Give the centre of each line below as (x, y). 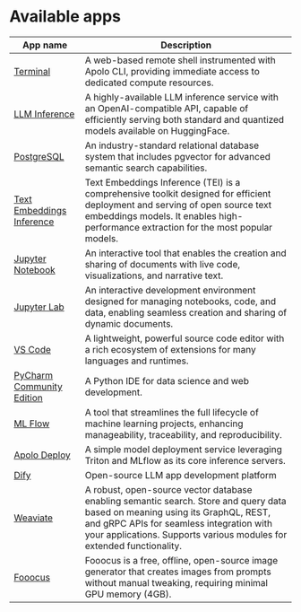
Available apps (65, 17)
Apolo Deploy (43, 455)
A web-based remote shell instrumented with (180, 60)
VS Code (33, 349)
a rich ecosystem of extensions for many (171, 349)
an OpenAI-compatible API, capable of (167, 108)
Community (38, 386)
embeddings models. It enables (150, 215)
